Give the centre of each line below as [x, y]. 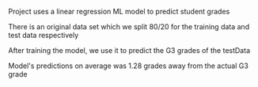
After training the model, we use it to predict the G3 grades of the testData [129, 50]
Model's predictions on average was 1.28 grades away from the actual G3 [129, 66]
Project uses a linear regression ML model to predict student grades [119, 11]
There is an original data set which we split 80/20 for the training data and [129, 26]
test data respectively [44, 35]
